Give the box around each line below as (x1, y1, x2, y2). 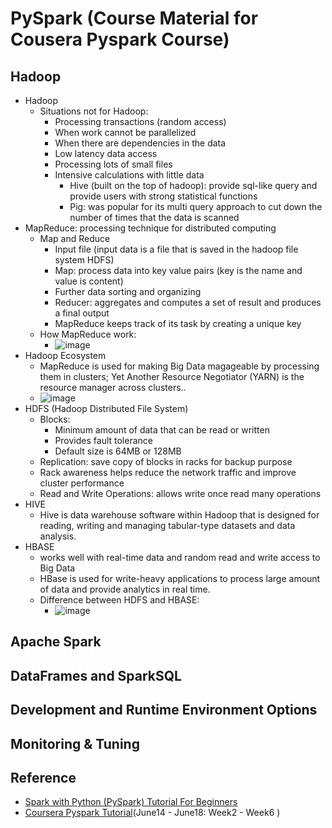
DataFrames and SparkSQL (10, 667, 182, 684)
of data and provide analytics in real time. (39, 583, 211, 595)
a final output (54, 307, 110, 319)
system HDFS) (54, 254, 115, 266)
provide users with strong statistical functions (69, 190, 258, 202)
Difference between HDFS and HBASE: (39, 594, 200, 606)
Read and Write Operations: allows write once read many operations (39, 488, 322, 499)
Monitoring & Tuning (10, 735, 140, 752)
